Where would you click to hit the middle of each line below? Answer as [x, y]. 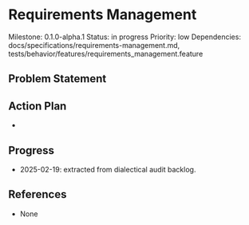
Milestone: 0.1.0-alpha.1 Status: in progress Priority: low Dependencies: [125, 37]
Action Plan [38, 106]
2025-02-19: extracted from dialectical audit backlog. [108, 169]
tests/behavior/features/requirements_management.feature [106, 53]
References [38, 194]
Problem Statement [57, 79]
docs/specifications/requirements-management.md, [94, 45]
